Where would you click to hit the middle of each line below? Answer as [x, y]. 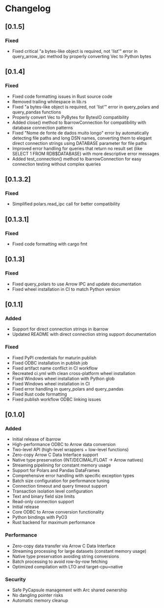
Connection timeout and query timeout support [60, 486]
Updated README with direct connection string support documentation [84, 334]
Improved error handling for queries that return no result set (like [77, 148]
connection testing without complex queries [57, 164]
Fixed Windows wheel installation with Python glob [63, 378]
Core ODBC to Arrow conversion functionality [58, 512]
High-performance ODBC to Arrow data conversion [64, 444]
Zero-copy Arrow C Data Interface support [55, 455]
